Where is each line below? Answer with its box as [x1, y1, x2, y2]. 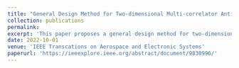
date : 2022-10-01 [7, 37, 59, 44]
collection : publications [7, 17, 84, 24]
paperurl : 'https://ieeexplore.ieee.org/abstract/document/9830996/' [7, 50, 218, 57]
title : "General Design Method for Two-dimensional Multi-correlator [7, 10, 218, 18]
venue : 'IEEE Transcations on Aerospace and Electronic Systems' [7, 43, 205, 50]
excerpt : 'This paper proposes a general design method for [7, 30, 190, 38]
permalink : [7, 23, 40, 30]
